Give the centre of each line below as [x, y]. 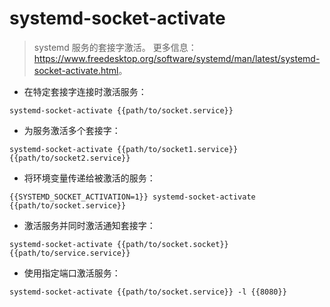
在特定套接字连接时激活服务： [85, 91]
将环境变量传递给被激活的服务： [89, 178]
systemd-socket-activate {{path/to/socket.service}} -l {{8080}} [148, 292]
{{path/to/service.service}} [70, 253]
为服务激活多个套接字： [72, 130]
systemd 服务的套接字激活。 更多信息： [115, 47]
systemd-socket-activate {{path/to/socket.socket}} [119, 244]
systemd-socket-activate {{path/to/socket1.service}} [124, 149]
